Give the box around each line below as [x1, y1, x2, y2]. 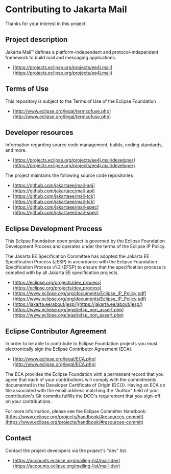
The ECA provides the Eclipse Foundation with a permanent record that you [5, 371, 164, 377]
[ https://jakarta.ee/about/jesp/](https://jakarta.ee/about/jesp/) [12, 301, 143, 307]
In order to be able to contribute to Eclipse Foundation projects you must [5, 341, 158, 346]
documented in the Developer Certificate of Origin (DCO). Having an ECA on [5, 382, 166, 388]
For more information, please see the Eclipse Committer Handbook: [5, 408, 147, 414]
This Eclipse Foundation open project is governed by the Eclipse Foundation [5, 238, 165, 244]
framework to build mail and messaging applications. [5, 54, 116, 60]
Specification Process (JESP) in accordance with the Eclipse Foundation [5, 259, 157, 265]
